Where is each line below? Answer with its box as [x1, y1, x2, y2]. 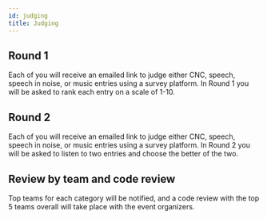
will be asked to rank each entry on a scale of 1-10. [8, 87, 176, 97]
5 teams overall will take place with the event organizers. [8, 201, 195, 211]
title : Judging [8, 19, 59, 27]
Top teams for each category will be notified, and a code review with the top [8, 193, 260, 203]
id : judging [8, 11, 48, 20]
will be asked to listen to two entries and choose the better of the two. [8, 149, 238, 159]
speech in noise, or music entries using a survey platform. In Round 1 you [8, 79, 249, 88]
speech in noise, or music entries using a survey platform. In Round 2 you [8, 140, 250, 150]
